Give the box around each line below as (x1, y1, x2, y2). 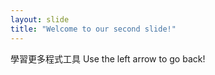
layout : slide (10, 14, 70, 25)
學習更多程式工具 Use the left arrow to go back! (10, 52, 206, 65)
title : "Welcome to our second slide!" (10, 24, 177, 34)
